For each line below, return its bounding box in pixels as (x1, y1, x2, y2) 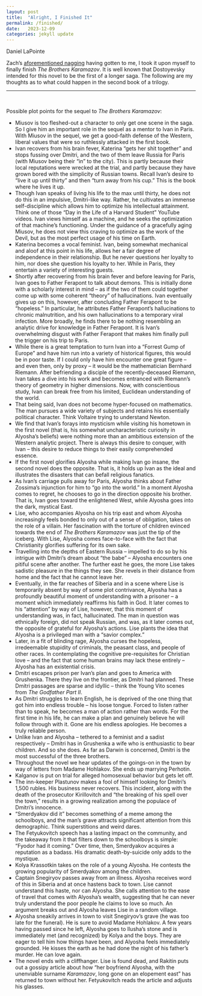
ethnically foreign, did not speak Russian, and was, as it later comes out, (14, 618, 194, 626)
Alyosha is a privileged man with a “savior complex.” (14, 631, 145, 638)
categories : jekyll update (6, 31, 74, 37)
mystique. (14, 855, 40, 862)
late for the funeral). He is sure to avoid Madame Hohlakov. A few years (14, 919, 192, 926)
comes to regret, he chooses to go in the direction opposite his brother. (14, 490, 192, 497)
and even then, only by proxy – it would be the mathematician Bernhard (14, 363, 192, 370)
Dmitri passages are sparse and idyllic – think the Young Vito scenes (14, 682, 185, 689)
